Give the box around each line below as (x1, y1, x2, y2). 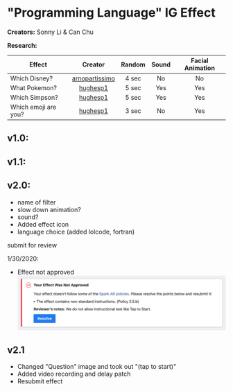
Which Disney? (10, 74, 53, 82)
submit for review (7, 241, 58, 249)
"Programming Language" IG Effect (7, 5, 216, 21)
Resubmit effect (17, 376, 63, 385)
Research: (7, 41, 37, 49)
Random (121, 60, 146, 69)
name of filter (17, 198, 56, 206)
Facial (190, 57, 209, 65)
